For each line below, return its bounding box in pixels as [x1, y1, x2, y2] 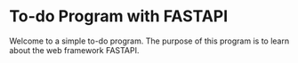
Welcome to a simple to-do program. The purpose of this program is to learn [9, 35, 290, 46]
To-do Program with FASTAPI [9, 6, 229, 27]
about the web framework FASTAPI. [9, 44, 140, 55]
